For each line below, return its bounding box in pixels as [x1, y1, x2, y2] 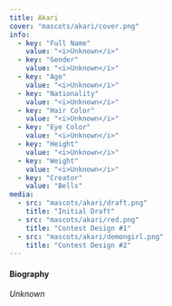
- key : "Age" [17, 72, 67, 81]
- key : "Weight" [17, 156, 79, 166]
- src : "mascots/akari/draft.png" [17, 198, 148, 208]
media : [9, 190, 34, 199]
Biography [9, 268, 50, 279]
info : [9, 30, 30, 39]
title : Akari [9, 13, 59, 23]
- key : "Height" [17, 139, 79, 148]
